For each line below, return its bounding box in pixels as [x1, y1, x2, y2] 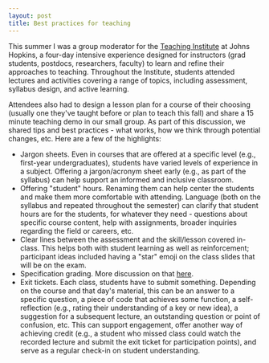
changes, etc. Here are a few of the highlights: [8, 133, 162, 143]
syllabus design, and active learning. [8, 84, 130, 93]
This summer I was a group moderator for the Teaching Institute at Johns [8, 41, 251, 51]
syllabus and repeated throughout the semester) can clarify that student [19, 200, 259, 210]
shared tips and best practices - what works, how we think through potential [8, 125, 261, 135]
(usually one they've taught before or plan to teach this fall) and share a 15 [8, 108, 255, 117]
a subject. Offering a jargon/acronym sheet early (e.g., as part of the [19, 166, 247, 176]
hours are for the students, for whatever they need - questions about [19, 209, 248, 218]
